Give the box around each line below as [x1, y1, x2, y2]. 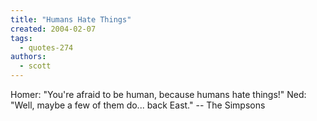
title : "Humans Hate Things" [10, 14, 132, 25]
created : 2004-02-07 [10, 24, 97, 34]
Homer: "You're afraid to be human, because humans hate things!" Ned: [10, 89, 307, 100]
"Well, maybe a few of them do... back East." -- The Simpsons [10, 99, 266, 111]
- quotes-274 [19, 42, 74, 53]
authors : [10, 52, 47, 62]
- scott [19, 61, 52, 71]
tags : [10, 33, 33, 43]
